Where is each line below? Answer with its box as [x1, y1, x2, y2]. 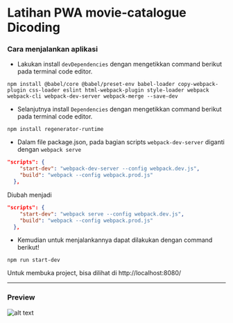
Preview [7, 293, 35, 302]
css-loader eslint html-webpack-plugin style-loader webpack [28, 87, 209, 94]
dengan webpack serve [17, 146, 82, 154]
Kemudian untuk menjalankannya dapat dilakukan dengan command [17, 236, 213, 244]
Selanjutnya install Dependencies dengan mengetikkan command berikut [17, 105, 222, 114]
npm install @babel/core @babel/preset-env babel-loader [7, 81, 175, 88]
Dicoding [7, 19, 60, 35]
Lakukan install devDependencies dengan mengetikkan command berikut [17, 60, 223, 69]
